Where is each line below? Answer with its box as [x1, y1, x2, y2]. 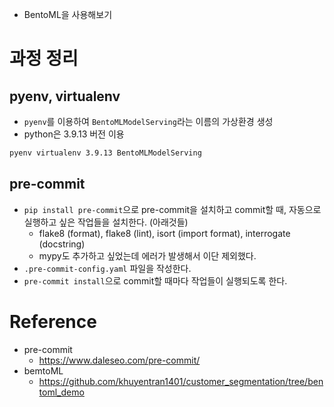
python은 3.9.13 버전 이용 [23, 128, 125, 140]
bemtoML [23, 364, 64, 377]
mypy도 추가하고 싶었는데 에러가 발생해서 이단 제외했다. [38, 249, 257, 262]
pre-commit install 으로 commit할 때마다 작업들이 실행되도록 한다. [23, 274, 288, 287]
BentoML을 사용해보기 [23, 9, 113, 20]
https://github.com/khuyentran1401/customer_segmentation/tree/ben [38, 375, 324, 387]
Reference [9, 310, 97, 333]
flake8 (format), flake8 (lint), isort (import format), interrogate [38, 227, 291, 239]
